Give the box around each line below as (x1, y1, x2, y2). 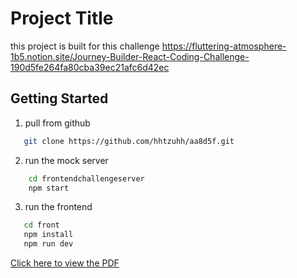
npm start (28, 183, 70, 193)
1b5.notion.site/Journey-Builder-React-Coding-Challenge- (10, 50, 250, 62)
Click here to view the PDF (10, 257, 120, 269)
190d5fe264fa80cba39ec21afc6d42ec (10, 61, 170, 73)
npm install (23, 230, 74, 240)
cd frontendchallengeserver (28, 173, 145, 184)
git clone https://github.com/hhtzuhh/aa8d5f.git (23, 136, 235, 146)
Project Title (10, 7, 114, 30)
